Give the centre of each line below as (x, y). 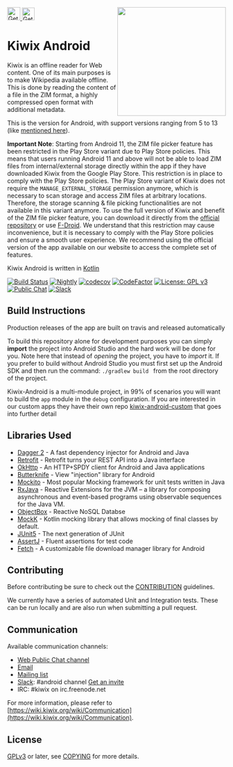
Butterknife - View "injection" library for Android (86, 474)
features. (20, 255)
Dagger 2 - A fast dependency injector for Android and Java (103, 452)
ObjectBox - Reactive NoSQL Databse (71, 511)
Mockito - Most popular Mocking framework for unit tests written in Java (121, 482)
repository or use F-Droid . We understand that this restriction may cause (111, 225)
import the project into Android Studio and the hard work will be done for (112, 348)
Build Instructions (46, 311)
